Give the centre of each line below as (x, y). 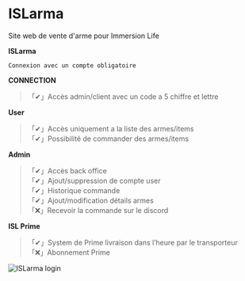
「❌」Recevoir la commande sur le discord (98, 210)
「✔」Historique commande (74, 190)
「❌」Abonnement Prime (69, 252)
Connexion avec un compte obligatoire (72, 65)
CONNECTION (33, 80)
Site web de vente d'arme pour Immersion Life (84, 36)
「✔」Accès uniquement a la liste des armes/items (111, 128)
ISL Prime (25, 226)
